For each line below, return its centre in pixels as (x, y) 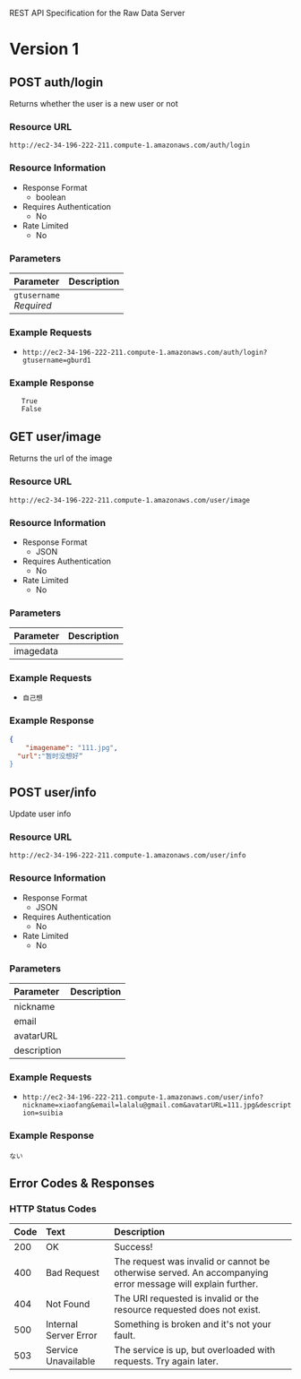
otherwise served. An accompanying (191, 1273)
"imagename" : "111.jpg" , (72, 747)
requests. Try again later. (167, 1361)
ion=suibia (43, 1113)
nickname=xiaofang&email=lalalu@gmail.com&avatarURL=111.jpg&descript (157, 1106)
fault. (125, 1336)
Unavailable (71, 1361)
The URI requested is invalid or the (187, 1298)
